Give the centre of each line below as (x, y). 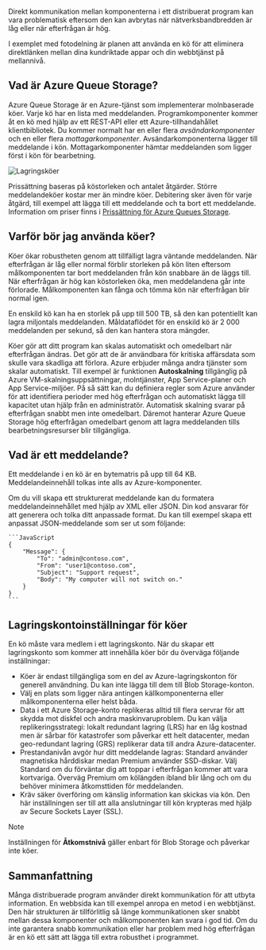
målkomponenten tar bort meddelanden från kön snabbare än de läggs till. (130, 273)
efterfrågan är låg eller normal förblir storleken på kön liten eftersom (120, 264)
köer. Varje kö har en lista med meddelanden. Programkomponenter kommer (133, 113)
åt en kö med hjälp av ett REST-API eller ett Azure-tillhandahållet (113, 122)
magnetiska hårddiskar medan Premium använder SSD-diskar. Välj (128, 761)
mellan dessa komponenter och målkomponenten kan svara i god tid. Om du (133, 921)
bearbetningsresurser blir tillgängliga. (69, 430)
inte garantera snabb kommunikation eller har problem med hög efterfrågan (132, 929)
